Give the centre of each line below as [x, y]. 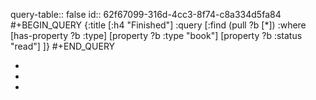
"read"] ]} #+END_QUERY [63, 46]
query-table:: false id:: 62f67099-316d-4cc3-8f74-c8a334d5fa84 [146, 14]
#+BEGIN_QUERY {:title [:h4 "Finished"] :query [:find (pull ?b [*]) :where [158, 25]
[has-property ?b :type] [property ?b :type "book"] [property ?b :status [156, 35]
